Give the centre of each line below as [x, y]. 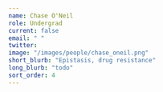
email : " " [26, 38]
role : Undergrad [35, 23]
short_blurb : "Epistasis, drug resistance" [82, 61]
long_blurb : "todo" [41, 68]
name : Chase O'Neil [41, 16]
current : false [34, 30]
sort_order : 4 [32, 75]
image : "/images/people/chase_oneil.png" [79, 53]
